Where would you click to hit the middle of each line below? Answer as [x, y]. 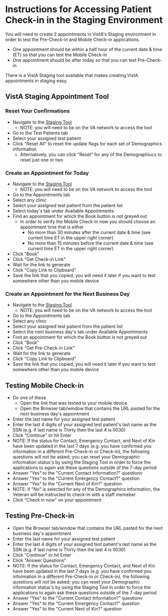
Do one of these [29, 398]
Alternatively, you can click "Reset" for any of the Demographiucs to [91, 154]
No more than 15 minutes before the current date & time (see [91, 243]
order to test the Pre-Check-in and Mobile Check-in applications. [73, 40]
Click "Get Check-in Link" [39, 259]
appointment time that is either [52, 227]
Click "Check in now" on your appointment [57, 500]
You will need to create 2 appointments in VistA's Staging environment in [81, 34]
